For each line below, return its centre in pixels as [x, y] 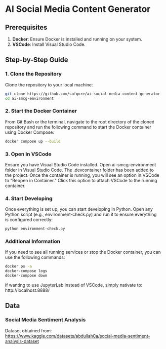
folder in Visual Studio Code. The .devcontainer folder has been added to [80, 170]
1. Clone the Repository [33, 74]
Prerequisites [26, 27]
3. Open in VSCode [28, 154]
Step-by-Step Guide [37, 60]
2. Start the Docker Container [41, 111]
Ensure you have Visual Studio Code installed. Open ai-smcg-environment [81, 164]
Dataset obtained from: [29, 330]
